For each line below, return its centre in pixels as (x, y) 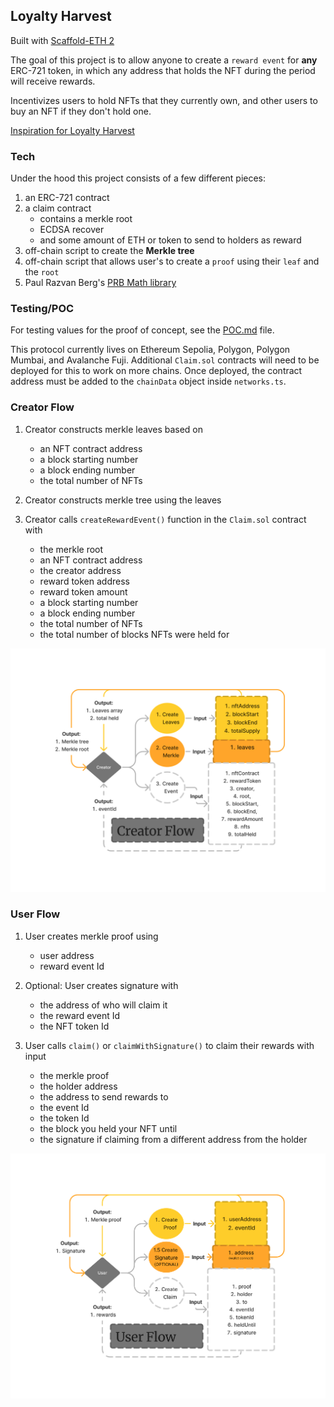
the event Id (64, 1107)
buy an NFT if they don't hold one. (81, 111)
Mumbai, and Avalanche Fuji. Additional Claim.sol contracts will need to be (165, 360)
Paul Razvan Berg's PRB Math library (100, 283)
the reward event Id (80, 1015)
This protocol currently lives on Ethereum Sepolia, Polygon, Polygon (150, 350)
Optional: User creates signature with (101, 985)
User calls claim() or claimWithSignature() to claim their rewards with (169, 1045)
